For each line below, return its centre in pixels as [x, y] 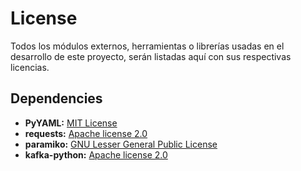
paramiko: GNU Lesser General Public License [121, 144]
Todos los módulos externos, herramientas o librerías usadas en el [147, 46]
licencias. [30, 67]
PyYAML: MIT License [71, 123]
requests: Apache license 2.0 [86, 133]
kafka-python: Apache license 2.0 [96, 154]
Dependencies [56, 98]
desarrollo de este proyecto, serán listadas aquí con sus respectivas [151, 56]
